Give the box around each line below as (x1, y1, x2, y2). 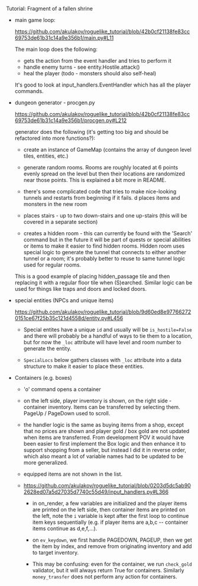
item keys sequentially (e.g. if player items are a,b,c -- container (32, 518, 189, 526)
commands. (14, 88, 44, 94)
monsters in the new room (23, 201, 87, 207)
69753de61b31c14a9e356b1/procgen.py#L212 (14, 117, 127, 124)
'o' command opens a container (23, 386, 102, 393)
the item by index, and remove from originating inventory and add (32, 543, 192, 550)
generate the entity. (23, 345, 72, 352)
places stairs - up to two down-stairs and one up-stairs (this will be (23, 212, 187, 219)
